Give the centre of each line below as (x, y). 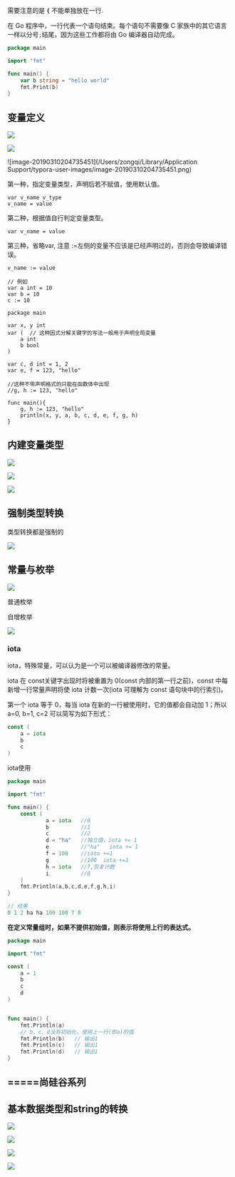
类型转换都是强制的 (36, 532)
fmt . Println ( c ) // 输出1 (59, 1045)
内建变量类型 (36, 445)
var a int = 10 (30, 288)
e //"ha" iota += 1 (92, 847)
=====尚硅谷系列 (47, 1083)
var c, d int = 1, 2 (38, 364)
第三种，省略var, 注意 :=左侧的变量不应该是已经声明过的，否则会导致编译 (114, 246)
